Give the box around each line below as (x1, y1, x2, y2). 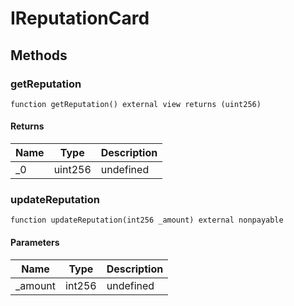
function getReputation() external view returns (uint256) (10, 99, 262, 109)
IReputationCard (10, 7, 150, 30)
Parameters (10, 236, 60, 248)
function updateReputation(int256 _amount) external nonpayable (10, 215, 284, 226)
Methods (10, 47, 68, 64)
